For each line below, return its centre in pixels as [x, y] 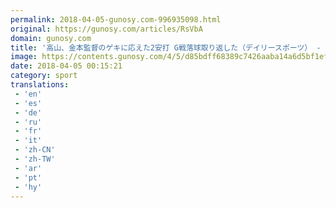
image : [24, 57]
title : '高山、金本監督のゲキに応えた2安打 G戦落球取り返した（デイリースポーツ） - [166, 47]
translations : [40, 85]
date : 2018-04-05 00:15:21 [66, 66]
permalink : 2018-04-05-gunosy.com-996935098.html [116, 19]
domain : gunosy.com [51, 38]
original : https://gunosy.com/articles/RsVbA [106, 29]
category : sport [44, 76]
